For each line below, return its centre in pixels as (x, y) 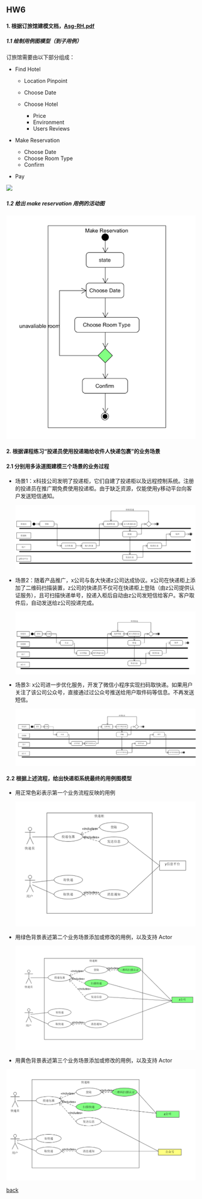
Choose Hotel (41, 104)
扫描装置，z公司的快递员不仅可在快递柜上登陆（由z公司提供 (115, 588)
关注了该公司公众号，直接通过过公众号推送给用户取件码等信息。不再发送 (104, 692)
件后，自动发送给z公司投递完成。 (56, 603)
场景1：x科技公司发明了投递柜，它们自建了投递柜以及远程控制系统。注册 (104, 481)
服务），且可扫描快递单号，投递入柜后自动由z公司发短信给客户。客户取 (107, 596)
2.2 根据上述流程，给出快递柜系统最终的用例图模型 (69, 778)
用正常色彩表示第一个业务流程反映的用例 (65, 793)
